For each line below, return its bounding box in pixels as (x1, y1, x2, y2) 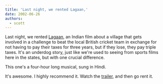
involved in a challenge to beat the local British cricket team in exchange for (5, 39, 157, 45)
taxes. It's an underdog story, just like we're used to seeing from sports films (5, 50, 159, 55)
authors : (5, 16, 23, 21)
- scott (9, 20, 25, 26)
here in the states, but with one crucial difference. (5, 54, 105, 61)
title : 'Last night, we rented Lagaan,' (5, 7, 89, 12)
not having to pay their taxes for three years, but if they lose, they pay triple (5, 44, 156, 50)
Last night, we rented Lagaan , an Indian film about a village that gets (5, 34, 142, 40)
